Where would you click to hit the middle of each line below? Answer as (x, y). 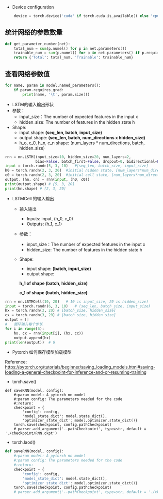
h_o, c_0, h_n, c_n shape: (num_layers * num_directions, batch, (82, 143)
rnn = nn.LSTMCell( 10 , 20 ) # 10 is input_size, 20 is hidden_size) (77, 302)
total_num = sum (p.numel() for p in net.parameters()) (70, 48)
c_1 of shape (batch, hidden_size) (53, 292)
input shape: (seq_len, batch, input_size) (61, 132)
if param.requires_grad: (39, 90)
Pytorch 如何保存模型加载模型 (42, 352)
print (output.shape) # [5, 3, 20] (40, 184)
